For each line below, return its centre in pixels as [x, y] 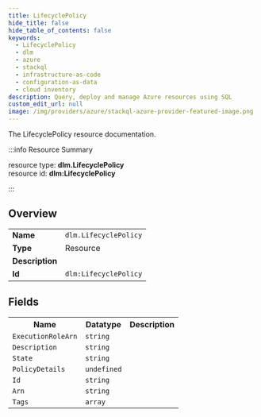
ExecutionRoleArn [45, 336]
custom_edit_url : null [46, 104]
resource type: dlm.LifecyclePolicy [66, 165]
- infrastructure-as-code [58, 75]
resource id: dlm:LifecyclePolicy [62, 173]
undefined [103, 369]
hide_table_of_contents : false [60, 30]
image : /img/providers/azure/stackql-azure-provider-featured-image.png [131, 112]
